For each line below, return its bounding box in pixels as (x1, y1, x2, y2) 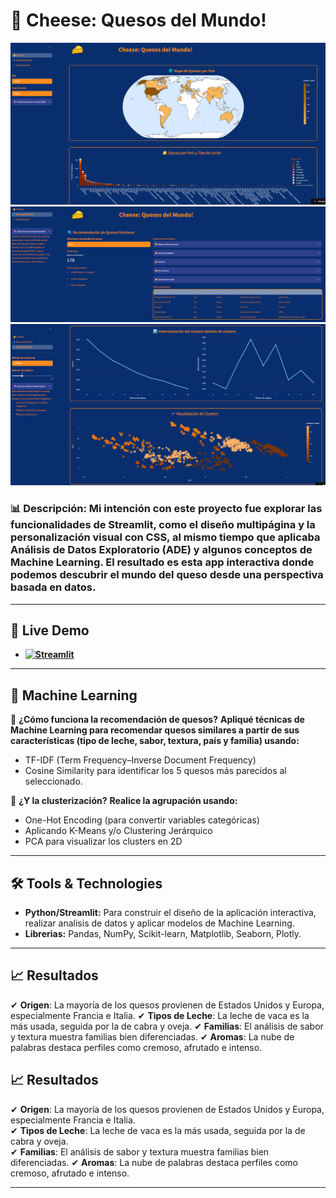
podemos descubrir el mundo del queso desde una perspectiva (10, 568, 324, 582)
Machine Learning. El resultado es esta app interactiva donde (10, 555, 315, 569)
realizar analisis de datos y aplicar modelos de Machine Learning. (24, 917, 295, 929)
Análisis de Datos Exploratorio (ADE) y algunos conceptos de (10, 543, 313, 557)
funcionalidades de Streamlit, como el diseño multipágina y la (10, 518, 316, 532)
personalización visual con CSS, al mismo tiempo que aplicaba (10, 530, 321, 544)
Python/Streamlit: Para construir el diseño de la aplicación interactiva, (24, 907, 317, 918)
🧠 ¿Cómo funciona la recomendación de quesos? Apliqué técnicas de (10, 714, 305, 726)
